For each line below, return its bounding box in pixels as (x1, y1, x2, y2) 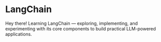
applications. (5, 31, 32, 37)
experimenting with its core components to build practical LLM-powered (5, 25, 156, 31)
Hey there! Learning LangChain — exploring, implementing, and (5, 20, 138, 26)
